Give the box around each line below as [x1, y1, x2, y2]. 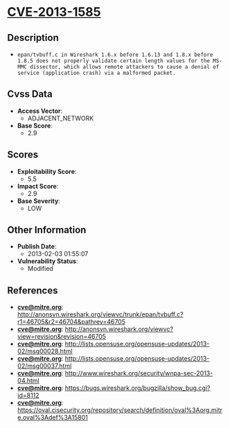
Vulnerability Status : [17, 257, 78, 265]
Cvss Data [7, 88, 53, 100]
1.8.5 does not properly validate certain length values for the [17, 57, 210, 64]
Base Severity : [17, 197, 60, 205]
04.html [17, 377, 39, 385]
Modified [27, 265, 53, 273]
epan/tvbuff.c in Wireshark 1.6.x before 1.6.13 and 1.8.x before [17, 51, 213, 58]
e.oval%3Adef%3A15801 [17, 413, 88, 422]
